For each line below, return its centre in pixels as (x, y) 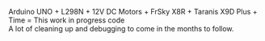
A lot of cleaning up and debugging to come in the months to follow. (121, 29)
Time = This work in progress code (67, 20)
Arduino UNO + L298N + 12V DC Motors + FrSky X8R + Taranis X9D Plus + (133, 12)
